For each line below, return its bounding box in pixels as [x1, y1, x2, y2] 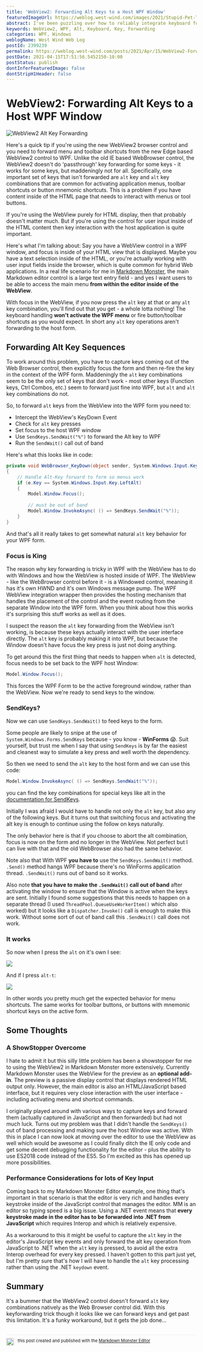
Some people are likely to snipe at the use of [6, 729, 117, 737]
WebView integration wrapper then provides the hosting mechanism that [6, 591, 187, 598]
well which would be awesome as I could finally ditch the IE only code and [6, 1139, 191, 1147]
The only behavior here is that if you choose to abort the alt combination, [6, 832, 188, 839]
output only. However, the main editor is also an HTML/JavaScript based [6, 1083, 186, 1090]
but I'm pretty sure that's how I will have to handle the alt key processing [6, 1257, 189, 1265]
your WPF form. [6, 536, 46, 543]
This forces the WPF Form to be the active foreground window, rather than [6, 682, 192, 689]
